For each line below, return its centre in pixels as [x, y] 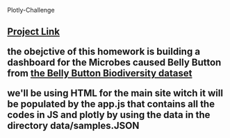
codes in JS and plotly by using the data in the [109, 115]
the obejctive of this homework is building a [104, 52]
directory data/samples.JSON [73, 126]
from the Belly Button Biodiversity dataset [100, 73]
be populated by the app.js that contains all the [111, 104]
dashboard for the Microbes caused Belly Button [114, 63]
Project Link [34, 32]
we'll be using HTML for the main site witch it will [115, 93]
